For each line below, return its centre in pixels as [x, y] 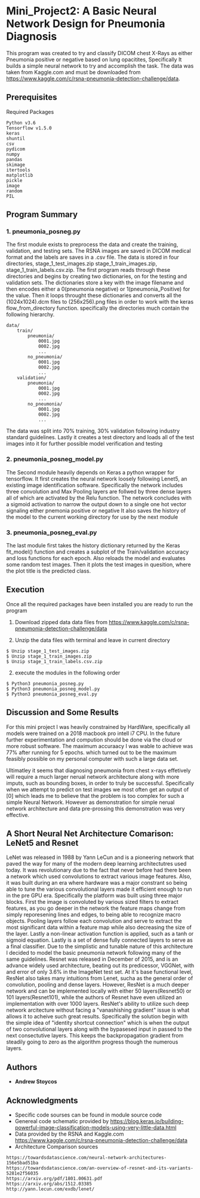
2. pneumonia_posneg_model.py [55, 459]
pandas [14, 159]
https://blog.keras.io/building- [147, 1121]
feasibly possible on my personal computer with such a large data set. [93, 758]
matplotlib [20, 175]
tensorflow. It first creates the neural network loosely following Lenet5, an [97, 479]
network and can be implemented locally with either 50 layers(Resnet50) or [99, 991]
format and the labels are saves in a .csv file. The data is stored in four [93, 257]
